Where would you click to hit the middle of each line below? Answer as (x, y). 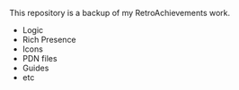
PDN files (40, 58)
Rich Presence (49, 40)
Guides (35, 68)
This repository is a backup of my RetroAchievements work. (120, 13)
